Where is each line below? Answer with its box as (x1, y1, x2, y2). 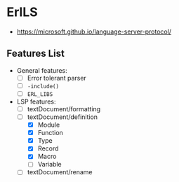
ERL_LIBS (27, 90, 53, 98)
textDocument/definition (27, 113, 98, 121)
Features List (6, 48, 65, 59)
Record (37, 144, 59, 153)
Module (37, 120, 60, 129)
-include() (27, 83, 60, 90)
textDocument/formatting (27, 104, 101, 113)
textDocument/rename (27, 168, 93, 176)
